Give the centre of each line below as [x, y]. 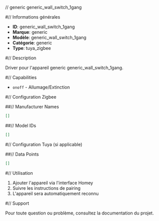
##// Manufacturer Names [32, 107]
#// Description [21, 58]
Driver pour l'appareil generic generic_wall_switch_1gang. [64, 68]
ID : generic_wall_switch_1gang [44, 27]
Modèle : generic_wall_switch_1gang [49, 38]
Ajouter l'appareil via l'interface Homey [53, 183]
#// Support [17, 203]
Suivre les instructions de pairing [46, 188]
